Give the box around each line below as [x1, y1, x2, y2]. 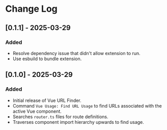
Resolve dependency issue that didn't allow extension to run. [12, 50, 141, 56]
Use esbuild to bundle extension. [12, 56, 82, 62]
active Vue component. [12, 108, 62, 114]
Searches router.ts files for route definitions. [12, 113, 108, 120]
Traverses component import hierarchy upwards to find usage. [12, 119, 144, 125]
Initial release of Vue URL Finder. [12, 97, 81, 103]
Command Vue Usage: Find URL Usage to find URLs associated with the [12, 102, 162, 109]
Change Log [5, 3, 58, 15]
